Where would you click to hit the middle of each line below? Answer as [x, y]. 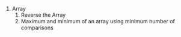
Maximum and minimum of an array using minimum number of [98, 21]
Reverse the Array [43, 15]
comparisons [37, 27]
